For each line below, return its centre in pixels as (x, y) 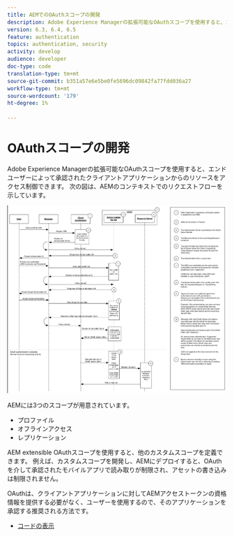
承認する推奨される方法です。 (50, 511)
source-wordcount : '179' (43, 96)
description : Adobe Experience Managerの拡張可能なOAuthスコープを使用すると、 (117, 22)
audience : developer (37, 59)
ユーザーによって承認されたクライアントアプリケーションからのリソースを (114, 178)
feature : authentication (43, 37)
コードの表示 (36, 526)
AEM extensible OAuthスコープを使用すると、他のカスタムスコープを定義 (112, 452)
